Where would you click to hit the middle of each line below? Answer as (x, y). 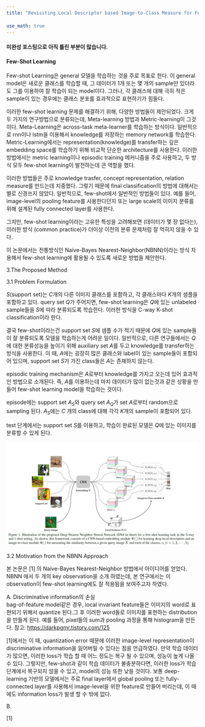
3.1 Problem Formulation (37, 282)
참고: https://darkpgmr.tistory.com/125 (62, 628)
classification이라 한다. (34, 318)
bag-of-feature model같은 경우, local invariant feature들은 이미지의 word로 (98, 605)
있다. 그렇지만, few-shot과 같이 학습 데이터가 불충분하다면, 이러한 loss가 (99, 663)
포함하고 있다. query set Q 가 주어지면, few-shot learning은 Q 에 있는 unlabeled (102, 302)
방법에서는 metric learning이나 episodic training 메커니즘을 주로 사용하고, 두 (98, 158)
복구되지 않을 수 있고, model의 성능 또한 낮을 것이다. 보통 (95, 671)
